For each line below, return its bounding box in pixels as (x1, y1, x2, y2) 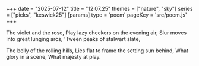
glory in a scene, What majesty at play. (6, 54, 101, 60)
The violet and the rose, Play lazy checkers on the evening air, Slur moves (6, 29, 187, 36)
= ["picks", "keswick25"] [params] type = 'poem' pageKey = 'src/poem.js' (6, 11, 187, 18)
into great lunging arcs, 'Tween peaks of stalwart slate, (6, 36, 141, 42)
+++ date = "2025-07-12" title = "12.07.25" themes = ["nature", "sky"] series (6, 5, 193, 12)
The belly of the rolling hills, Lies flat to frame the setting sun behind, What (6, 47, 189, 54)
